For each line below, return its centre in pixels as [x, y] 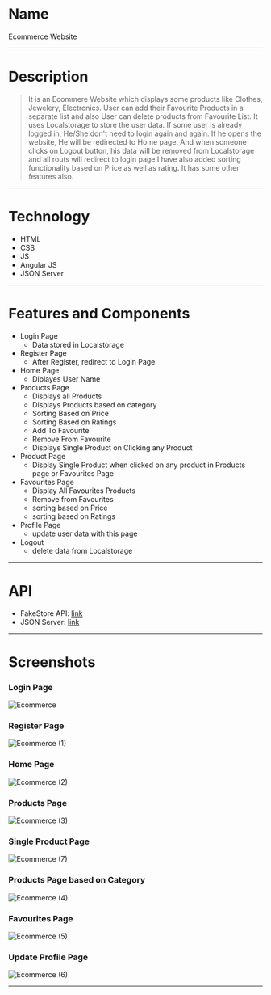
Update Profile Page [48, 957]
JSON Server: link [50, 622]
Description [48, 77]
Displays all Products [67, 396]
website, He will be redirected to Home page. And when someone [138, 141]
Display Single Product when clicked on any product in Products [139, 465]
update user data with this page [85, 533]
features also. [51, 176]
